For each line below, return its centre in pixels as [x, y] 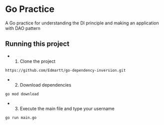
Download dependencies [45, 85]
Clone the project [38, 61]
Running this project [37, 44]
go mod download [22, 94]
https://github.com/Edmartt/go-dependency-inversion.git [66, 70]
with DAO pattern [23, 28]
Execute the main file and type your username [67, 109]
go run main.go [21, 118]
